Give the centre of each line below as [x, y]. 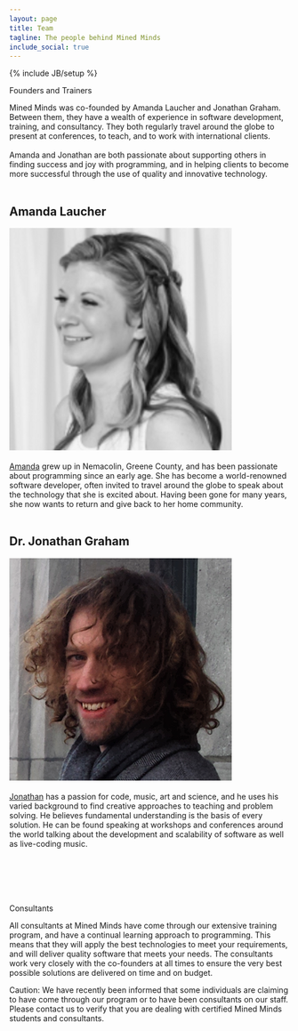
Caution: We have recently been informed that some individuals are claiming [149, 990]
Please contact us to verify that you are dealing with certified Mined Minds [146, 1009]
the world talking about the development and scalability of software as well [147, 834]
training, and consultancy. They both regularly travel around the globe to [142, 127]
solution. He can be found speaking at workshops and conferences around [146, 825]
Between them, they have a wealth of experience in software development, [147, 117]
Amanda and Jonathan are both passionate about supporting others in [138, 155]
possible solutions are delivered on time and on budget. [111, 972]
